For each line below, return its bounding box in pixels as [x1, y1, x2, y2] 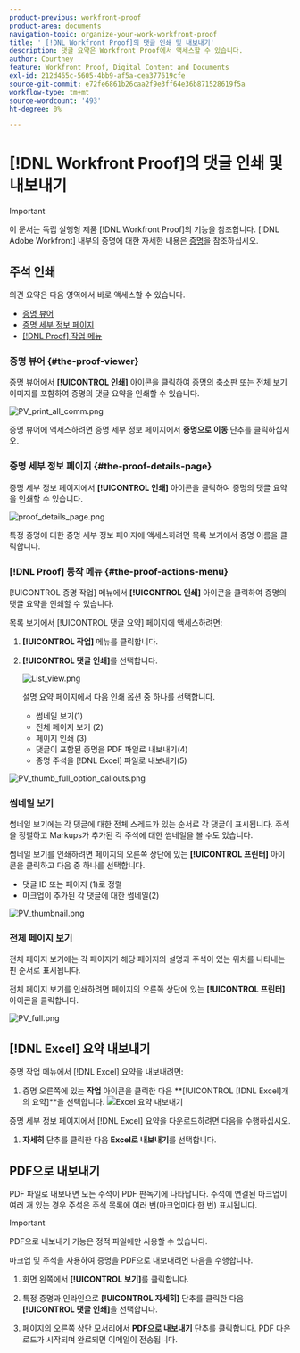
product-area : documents [9, 21, 102, 30]
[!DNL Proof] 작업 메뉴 [21, 331, 103, 341]
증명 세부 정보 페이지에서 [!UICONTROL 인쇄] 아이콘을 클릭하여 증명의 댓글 [9, 482, 271, 493]
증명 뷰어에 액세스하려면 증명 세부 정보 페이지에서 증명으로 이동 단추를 [9, 425, 253, 436]
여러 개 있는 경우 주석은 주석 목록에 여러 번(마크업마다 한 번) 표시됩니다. [9, 1199, 257, 1210]
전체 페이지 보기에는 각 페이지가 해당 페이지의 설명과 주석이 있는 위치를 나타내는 [9, 954, 286, 965]
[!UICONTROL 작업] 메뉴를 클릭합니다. [21, 635, 159, 647]
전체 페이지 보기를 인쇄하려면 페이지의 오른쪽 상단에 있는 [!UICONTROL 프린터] [9, 984, 286, 995]
